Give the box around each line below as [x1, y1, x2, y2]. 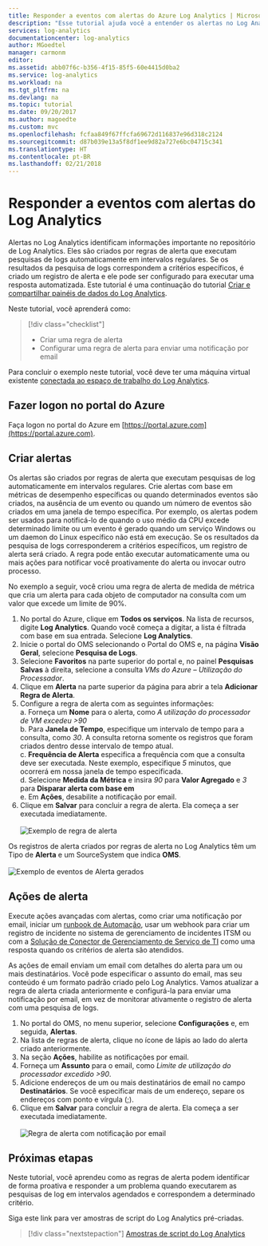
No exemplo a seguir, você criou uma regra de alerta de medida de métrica [8, 582, 255, 591]
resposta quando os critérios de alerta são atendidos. [8, 944, 184, 954]
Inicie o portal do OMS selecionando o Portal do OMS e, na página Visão [19, 639, 259, 649]
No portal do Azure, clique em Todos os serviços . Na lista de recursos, [19, 613, 254, 623]
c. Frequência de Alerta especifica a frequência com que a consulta [19, 749, 246, 759]
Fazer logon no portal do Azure [8, 399, 165, 412]
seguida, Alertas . [19, 1027, 77, 1036]
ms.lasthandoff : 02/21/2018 [8, 160, 102, 168]
